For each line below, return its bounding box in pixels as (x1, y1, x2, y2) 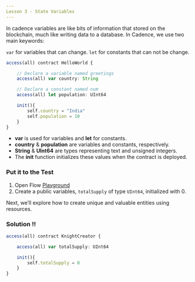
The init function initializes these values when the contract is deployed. (14, 154, 187, 161)
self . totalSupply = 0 (27, 260, 80, 266)
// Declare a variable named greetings (16, 70, 115, 76)
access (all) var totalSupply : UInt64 (16, 244, 109, 250)
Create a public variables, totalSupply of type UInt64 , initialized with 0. (14, 188, 187, 195)
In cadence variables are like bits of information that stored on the (6, 25, 166, 32)
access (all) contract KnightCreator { (6, 233, 101, 239)
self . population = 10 (27, 113, 80, 119)
